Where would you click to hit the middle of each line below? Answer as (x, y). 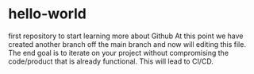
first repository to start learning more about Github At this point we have (126, 36)
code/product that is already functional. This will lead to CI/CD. (111, 61)
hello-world (48, 14)
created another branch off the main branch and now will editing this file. (127, 44)
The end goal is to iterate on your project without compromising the (118, 53)
